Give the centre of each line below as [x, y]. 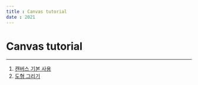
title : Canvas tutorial [37, 12]
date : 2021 [21, 17]
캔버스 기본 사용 [33, 69]
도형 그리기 [27, 76]
